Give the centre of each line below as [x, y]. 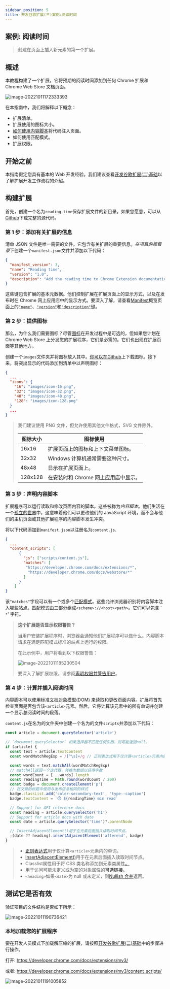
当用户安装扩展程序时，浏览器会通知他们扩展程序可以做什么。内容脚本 [91, 636]
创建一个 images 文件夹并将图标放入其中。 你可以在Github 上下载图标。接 [79, 356]
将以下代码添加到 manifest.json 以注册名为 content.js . [61, 530]
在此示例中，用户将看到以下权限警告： [57, 653]
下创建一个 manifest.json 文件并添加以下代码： [58, 251]
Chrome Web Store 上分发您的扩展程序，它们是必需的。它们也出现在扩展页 [83, 339]
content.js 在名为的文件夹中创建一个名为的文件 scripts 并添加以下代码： [80, 723]
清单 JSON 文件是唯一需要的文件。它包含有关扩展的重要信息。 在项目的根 [81, 244]
